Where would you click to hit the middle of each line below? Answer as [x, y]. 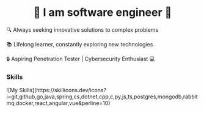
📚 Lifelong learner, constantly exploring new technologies [80, 44]
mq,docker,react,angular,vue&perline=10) [58, 103]
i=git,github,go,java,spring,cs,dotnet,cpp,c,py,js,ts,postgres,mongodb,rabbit [102, 97]
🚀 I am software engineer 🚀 [103, 13]
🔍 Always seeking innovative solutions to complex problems [82, 29]
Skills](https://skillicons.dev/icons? [63, 90]
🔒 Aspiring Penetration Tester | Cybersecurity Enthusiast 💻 [81, 59]
